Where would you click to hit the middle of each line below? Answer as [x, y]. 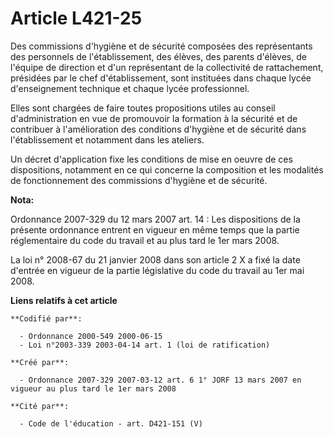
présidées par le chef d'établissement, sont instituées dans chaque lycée [161, 78]
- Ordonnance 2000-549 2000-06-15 [91, 336]
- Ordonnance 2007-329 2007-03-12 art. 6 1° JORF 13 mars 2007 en [160, 380]
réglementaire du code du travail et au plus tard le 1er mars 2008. [145, 240]
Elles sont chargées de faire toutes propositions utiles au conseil [143, 108]
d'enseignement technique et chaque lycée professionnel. [130, 88]
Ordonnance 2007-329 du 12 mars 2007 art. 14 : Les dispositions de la [155, 219]
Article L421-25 [76, 18]
